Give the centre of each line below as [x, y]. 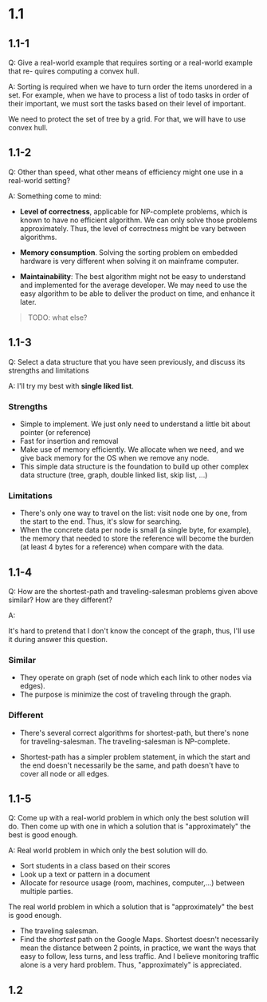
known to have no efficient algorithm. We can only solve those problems [138, 220]
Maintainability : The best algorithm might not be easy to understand [132, 276]
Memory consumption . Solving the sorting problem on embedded [128, 252]
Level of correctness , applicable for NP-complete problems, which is [133, 211]
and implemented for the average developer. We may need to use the [133, 285]
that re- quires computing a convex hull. [74, 71]
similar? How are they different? [61, 600]
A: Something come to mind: [55, 196]
